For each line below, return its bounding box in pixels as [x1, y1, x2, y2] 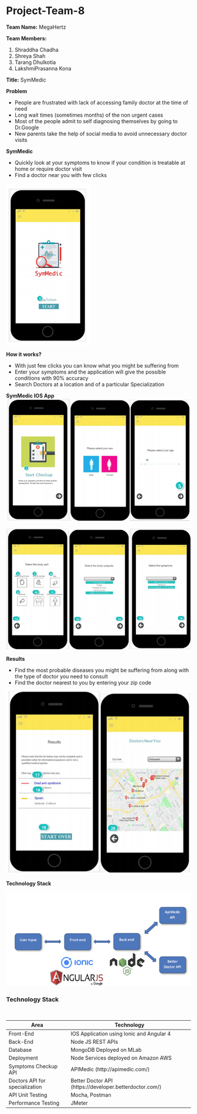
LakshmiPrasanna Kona [14, 64, 72, 72]
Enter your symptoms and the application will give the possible [14, 368, 166, 375]
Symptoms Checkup [8, 1062, 58, 1069]
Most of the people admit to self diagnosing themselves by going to [14, 117, 178, 124]
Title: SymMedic [6, 76, 46, 83]
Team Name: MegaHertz [6, 23, 66, 30]
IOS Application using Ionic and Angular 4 [70, 1030, 171, 1037]
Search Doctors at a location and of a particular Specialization [14, 381, 165, 388]
